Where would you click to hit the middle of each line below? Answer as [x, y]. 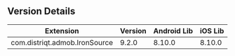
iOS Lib [212, 30]
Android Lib [173, 30]
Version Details [41, 11]
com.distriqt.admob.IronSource [62, 42]
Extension [62, 30]
